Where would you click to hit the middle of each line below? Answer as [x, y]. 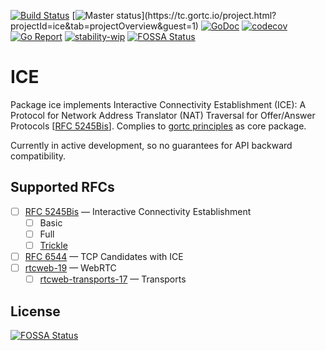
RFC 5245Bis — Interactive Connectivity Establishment [138, 211]
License [35, 311]
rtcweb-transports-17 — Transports [113, 279]
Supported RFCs [62, 187]
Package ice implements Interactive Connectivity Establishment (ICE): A [158, 104]
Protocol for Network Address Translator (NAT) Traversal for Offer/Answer [163, 115]
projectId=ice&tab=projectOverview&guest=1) [104, 26]
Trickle [53, 245]
